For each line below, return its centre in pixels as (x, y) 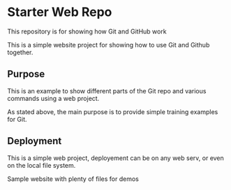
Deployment (35, 141)
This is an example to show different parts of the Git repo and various (107, 90)
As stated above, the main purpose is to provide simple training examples (113, 111)
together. (20, 52)
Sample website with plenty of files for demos (73, 179)
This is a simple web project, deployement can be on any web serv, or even (116, 158)
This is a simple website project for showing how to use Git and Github (109, 45)
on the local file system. (42, 165)
